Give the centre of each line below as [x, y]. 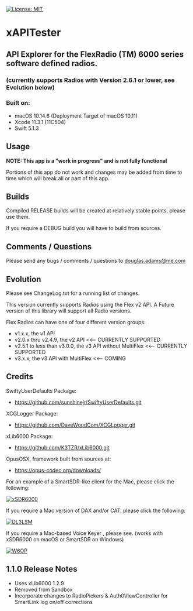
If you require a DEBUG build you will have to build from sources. [84, 228]
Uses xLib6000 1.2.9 [39, 583]
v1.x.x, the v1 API [35, 334]
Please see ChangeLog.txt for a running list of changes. [73, 293]
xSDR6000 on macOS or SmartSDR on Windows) [65, 539]
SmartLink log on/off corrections [54, 602]
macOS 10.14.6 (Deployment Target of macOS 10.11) [76, 116]
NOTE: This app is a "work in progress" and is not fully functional [87, 160]
